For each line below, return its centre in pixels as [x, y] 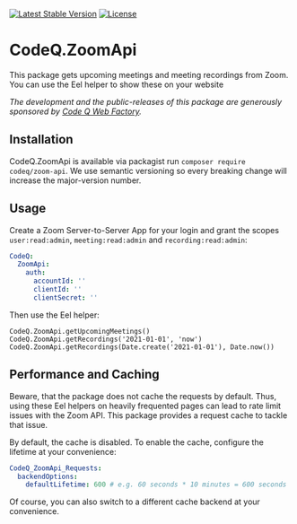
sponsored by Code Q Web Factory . [75, 111]
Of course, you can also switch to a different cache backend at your [135, 502]
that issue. [28, 424]
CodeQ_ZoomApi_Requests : [56, 468]
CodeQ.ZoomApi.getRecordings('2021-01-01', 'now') [106, 339]
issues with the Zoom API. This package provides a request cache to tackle [148, 415]
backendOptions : [48, 476]
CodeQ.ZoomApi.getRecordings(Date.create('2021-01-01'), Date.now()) [142, 347]
